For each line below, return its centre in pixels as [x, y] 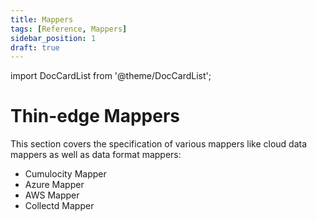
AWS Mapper [52, 195]
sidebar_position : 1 [53, 38]
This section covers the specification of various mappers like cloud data [159, 144]
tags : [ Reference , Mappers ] [69, 29]
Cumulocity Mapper [65, 174]
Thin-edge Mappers [95, 116]
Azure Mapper [54, 185]
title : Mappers [42, 19]
